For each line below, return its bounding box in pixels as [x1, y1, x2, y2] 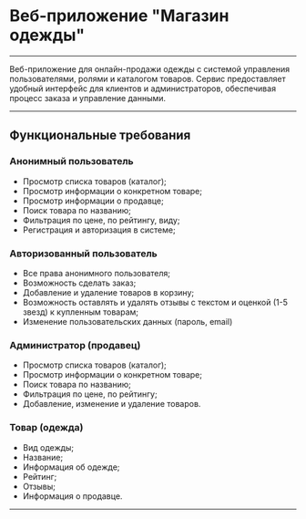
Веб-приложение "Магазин [9, 5, 229, 26]
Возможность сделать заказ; [22, 277, 137, 288]
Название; [22, 452, 64, 462]
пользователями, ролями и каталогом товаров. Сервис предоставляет [9, 73, 287, 84]
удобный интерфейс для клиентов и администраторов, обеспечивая [9, 83, 276, 94]
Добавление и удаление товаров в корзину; [22, 286, 194, 297]
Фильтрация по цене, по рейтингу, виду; [22, 214, 180, 225]
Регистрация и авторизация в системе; [22, 224, 176, 235]
